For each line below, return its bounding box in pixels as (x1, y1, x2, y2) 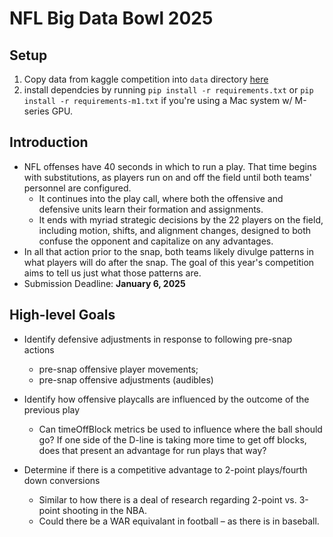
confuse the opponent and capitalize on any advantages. (38, 235, 274, 247)
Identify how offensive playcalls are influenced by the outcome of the (23, 393, 310, 405)
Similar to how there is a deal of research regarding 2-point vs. (38, 493, 297, 506)
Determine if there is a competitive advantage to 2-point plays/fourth (23, 463, 308, 476)
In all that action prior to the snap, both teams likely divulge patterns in (23, 245, 315, 257)
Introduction (9, 134, 89, 151)
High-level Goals (9, 307, 116, 324)
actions (23, 343, 55, 356)
